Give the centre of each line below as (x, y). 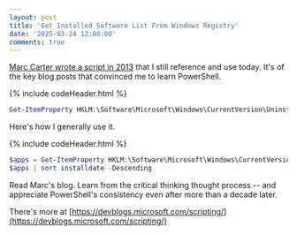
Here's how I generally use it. (62, 127)
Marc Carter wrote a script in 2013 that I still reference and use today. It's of (147, 67)
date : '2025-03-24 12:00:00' (63, 34)
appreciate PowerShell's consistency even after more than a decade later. (144, 194)
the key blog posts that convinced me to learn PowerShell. (115, 77)
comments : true (37, 42)
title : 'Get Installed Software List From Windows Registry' (124, 26)
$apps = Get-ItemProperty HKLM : (69, 160)
